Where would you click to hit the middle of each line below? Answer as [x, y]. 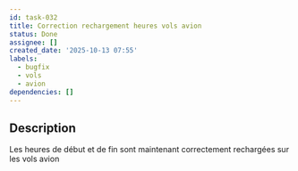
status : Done [34, 34]
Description [43, 128]
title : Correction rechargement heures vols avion [106, 26]
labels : [24, 59]
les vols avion [34, 159]
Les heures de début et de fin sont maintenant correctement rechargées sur [149, 150]
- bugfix [34, 68]
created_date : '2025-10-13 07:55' [74, 51]
